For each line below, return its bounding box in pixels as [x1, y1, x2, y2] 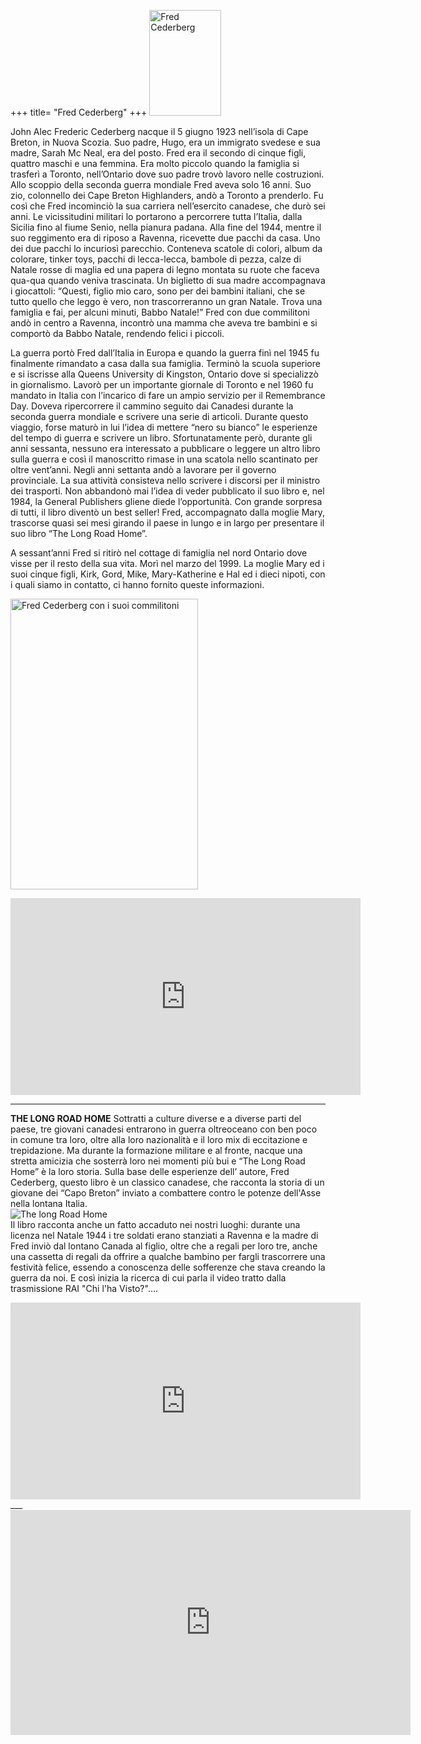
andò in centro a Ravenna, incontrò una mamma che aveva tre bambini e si [10, 317, 318, 329]
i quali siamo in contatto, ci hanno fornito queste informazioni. [10, 579, 265, 590]
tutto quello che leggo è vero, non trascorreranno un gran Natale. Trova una [10, 296, 323, 307]
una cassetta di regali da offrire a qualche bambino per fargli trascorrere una [10, 1251, 326, 1262]
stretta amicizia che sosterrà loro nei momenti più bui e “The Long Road [10, 1155, 306, 1167]
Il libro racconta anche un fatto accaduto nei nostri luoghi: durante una [10, 1219, 301, 1230]
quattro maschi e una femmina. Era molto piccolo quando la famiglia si [10, 158, 300, 169]
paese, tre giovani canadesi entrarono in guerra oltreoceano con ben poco [10, 1123, 318, 1135]
